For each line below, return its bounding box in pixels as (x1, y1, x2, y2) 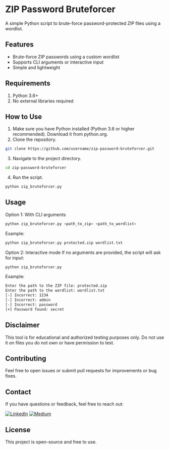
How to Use (5, 112, 42, 121)
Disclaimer (5, 321, 40, 329)
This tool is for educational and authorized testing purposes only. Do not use (5, 334, 164, 340)
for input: (5, 255, 24, 261)
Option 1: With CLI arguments (5, 211, 66, 218)
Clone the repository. (12, 136, 57, 142)
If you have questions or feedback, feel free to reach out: (5, 401, 124, 407)
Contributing (5, 354, 46, 363)
